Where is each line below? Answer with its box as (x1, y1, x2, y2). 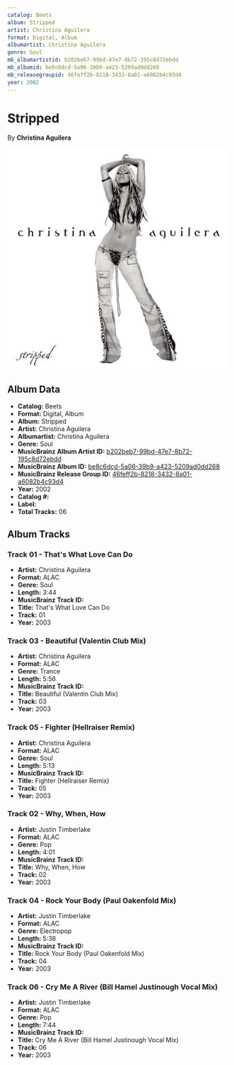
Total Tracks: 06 (17, 508, 67, 516)
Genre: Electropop (17, 927, 72, 935)
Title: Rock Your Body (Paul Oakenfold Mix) (17, 949, 145, 958)
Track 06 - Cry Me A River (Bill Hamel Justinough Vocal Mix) (7, 982, 218, 992)
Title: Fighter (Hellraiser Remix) (17, 776, 110, 785)
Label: (17, 500, 37, 508)
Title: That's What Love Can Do (17, 603, 110, 611)
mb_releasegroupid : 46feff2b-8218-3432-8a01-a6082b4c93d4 (7, 71, 182, 78)
